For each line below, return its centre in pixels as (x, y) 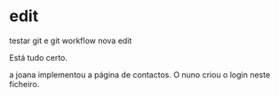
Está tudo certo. (39, 57)
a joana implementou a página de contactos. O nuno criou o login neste (140, 74)
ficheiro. (24, 84)
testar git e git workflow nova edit (71, 41)
